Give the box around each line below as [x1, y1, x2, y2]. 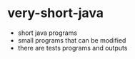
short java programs [17, 28, 77, 37]
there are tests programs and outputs [17, 43, 128, 52]
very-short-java [7, 5, 104, 21]
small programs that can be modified [17, 36, 126, 44]
